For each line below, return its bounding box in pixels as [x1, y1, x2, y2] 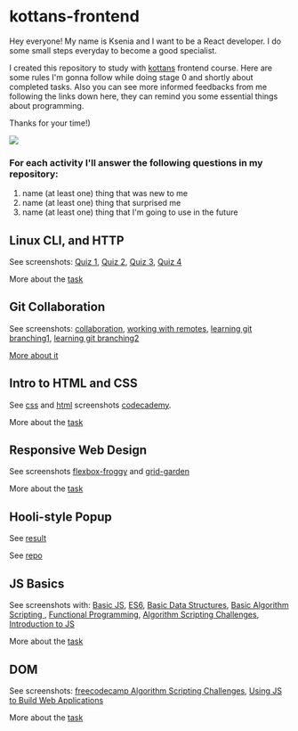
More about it [9, 349, 59, 360]
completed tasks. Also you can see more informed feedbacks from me [9, 81, 268, 92]
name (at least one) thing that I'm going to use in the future [21, 207, 238, 218]
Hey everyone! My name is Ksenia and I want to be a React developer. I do [9, 36, 282, 46]
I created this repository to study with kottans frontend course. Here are [9, 62, 273, 73]
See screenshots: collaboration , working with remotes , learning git [9, 323, 253, 333]
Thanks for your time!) [9, 118, 91, 128]
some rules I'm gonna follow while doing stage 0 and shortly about [9, 71, 254, 82]
